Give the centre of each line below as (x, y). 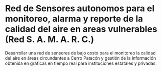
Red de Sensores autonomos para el (80, 9)
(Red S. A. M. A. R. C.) (50, 40)
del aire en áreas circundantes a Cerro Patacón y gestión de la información (81, 58)
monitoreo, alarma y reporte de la (74, 19)
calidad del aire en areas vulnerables (81, 29)
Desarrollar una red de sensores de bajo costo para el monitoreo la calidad (80, 53)
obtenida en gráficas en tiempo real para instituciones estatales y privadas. (81, 63)
